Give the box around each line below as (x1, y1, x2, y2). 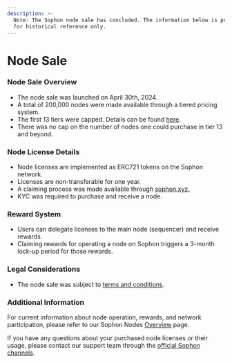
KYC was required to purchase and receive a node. (17, 192, 162, 201)
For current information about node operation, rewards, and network (7, 313, 202, 322)
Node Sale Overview (7, 77, 77, 87)
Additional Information (7, 297, 85, 307)
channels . (7, 348, 35, 357)
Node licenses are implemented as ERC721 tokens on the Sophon (17, 163, 204, 171)
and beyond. (17, 129, 53, 138)
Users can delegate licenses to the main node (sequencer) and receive (17, 225, 220, 234)
